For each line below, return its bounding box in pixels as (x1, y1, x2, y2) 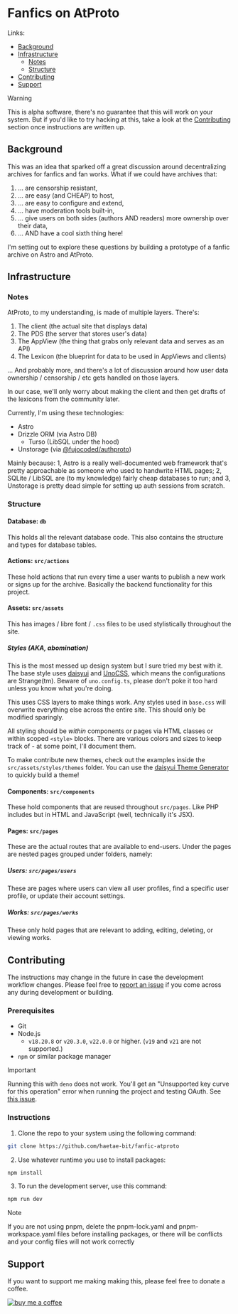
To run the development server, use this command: (17, 1182, 167, 1190)
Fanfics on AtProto (7, 5, 120, 21)
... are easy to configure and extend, (17, 198, 124, 207)
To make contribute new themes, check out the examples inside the (7, 755, 206, 764)
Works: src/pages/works (7, 908, 79, 917)
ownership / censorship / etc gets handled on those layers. (7, 373, 180, 382)
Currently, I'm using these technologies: (7, 409, 124, 417)
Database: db (7, 517, 47, 525)
